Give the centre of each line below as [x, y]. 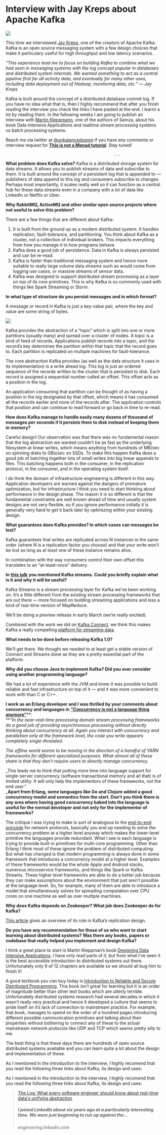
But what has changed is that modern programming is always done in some [83, 854]
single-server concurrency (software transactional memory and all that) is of [83, 776]
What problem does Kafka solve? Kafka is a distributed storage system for [82, 163]
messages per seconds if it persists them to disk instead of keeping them [83, 422]
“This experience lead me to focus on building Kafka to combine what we [80, 62]
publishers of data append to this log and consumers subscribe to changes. [83, 179]
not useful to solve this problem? [40, 210]
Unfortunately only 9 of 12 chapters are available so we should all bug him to [83, 966]
